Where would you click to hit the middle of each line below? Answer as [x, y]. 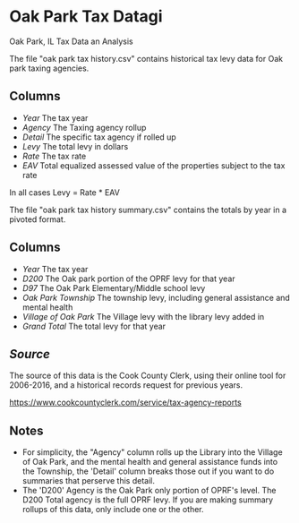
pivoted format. [38, 219]
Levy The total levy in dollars [75, 146]
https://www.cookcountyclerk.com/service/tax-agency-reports [125, 403]
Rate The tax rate [54, 156]
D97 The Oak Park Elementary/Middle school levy [114, 287]
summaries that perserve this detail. [88, 481]
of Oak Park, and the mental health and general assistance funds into [150, 462]
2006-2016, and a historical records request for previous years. [126, 385]
